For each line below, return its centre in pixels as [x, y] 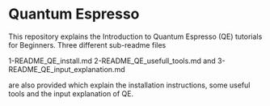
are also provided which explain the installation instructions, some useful [129, 85]
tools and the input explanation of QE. [71, 93]
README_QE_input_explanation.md [67, 69]
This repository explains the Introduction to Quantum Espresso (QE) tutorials [135, 36]
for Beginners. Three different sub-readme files [87, 45]
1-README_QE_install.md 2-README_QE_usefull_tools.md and [112, 61]
